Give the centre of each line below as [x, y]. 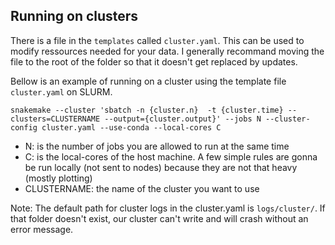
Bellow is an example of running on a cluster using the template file [148, 81]
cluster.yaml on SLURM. [61, 91]
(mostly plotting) [58, 178]
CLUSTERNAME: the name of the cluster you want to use [142, 188]
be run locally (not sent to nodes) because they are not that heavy [161, 167]
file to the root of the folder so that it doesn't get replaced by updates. [154, 61]
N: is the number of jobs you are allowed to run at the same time [157, 146]
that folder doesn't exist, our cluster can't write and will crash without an [159, 218]
